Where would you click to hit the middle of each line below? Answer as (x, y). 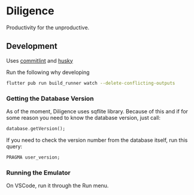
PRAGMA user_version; (33, 157)
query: (14, 146)
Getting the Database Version (50, 98)
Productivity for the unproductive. (48, 27)
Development (32, 46)
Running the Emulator (38, 172)
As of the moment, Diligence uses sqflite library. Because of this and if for (97, 111)
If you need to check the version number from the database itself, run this (97, 140)
